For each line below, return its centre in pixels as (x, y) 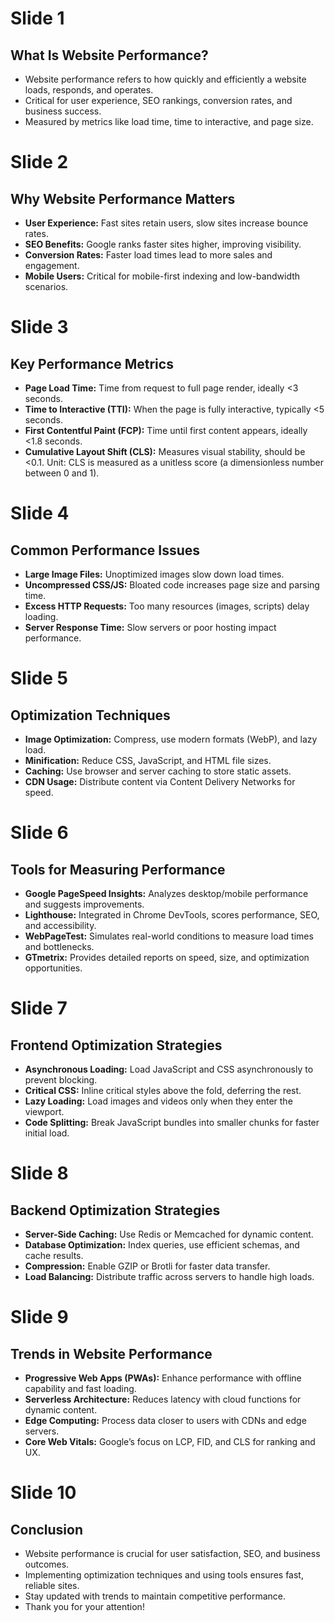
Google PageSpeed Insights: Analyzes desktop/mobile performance (166, 893)
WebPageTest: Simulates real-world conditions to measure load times (169, 936)
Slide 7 (39, 1008)
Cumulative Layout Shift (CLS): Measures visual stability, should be (165, 451)
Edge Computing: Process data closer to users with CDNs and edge (165, 1420)
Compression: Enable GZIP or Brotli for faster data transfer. (147, 1266)
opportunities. (53, 968)
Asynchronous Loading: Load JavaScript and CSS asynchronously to (169, 1069)
